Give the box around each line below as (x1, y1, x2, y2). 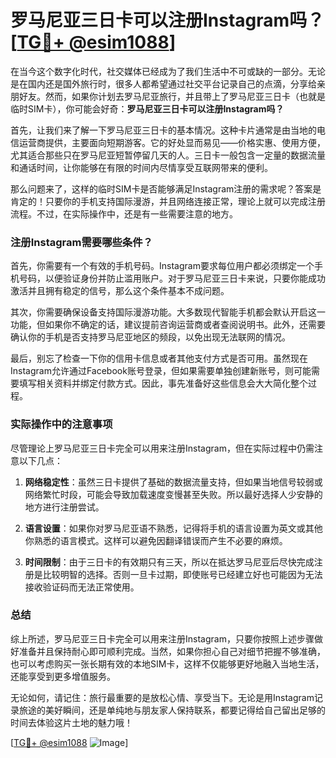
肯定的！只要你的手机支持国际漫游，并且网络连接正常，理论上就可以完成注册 (10, 195, 326, 207)
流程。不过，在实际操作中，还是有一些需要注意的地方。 (10, 207, 238, 220)
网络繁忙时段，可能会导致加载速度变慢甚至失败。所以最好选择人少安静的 (24, 488, 323, 500)
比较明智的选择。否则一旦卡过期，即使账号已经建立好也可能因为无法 (42, 568, 323, 580)
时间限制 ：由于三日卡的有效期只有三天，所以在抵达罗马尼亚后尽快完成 (24, 556, 315, 568)
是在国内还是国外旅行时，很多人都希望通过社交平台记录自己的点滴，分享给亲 (10, 77, 326, 90)
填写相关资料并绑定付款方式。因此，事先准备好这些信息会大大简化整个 (18, 377, 308, 390)
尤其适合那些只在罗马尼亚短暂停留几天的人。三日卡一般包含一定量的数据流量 (10, 149, 326, 161)
